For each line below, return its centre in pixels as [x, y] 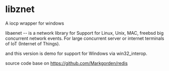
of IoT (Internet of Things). [33, 43]
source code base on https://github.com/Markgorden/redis [66, 63]
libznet [20, 9]
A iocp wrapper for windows [35, 23]
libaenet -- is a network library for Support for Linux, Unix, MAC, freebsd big [84, 33]
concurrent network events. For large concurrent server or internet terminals [85, 38]
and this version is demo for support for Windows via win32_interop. [76, 53]
